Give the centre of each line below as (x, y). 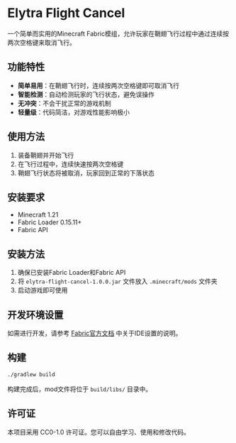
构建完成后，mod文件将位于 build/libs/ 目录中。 (80, 389)
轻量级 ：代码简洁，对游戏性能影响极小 (73, 112)
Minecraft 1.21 (38, 215)
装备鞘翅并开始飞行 (46, 155)
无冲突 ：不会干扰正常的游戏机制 (64, 103)
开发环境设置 (35, 315)
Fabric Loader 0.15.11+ (50, 222)
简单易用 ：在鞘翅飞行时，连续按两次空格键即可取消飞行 (98, 85)
